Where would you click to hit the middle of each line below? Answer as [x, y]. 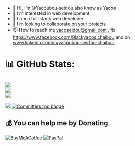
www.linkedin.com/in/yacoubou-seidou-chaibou [63, 42]
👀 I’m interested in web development [51, 13]
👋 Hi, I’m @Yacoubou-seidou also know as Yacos [64, 8]
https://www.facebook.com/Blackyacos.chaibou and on [71, 37]
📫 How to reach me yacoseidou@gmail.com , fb [64, 30]
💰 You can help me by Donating [57, 123]
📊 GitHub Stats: [40, 64]
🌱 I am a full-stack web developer [48, 19]
